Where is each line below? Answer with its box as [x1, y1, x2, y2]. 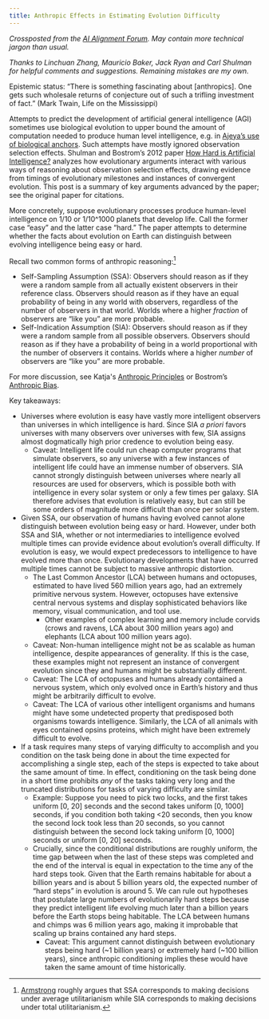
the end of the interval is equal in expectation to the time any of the [32, 861, 254, 871]
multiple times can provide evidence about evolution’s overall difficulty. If [20, 539, 261, 548]
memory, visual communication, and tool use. [32, 606, 183, 616]
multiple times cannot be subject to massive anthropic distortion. [20, 564, 234, 574]
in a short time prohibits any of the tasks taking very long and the [20, 776, 235, 786]
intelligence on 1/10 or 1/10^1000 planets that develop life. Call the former [9, 214, 248, 223]
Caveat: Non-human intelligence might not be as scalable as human [32, 640, 255, 650]
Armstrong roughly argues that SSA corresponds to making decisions [20, 985, 250, 995]
